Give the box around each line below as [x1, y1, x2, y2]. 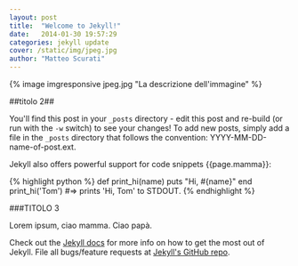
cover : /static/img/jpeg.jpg [9, 46, 117, 55]
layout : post [9, 12, 58, 22]
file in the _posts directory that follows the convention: [9, 133, 209, 142]
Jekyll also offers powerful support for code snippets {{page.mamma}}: [9, 159, 271, 169]
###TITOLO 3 [9, 203, 60, 214]
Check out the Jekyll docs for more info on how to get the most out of [9, 238, 265, 247]
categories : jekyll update [9, 37, 109, 47]
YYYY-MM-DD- [209, 133, 267, 142]
